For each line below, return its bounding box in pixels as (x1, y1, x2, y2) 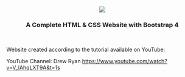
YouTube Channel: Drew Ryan (6, 58, 81, 65)
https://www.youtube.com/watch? (82, 58, 167, 65)
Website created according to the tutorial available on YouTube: (6, 46, 166, 54)
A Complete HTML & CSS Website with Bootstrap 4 (26, 21, 179, 29)
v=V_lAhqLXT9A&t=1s (6, 64, 61, 72)
